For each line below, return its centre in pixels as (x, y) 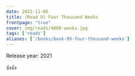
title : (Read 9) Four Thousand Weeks (52, 17)
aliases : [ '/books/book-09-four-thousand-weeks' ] (68, 39)
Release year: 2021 (29, 56)
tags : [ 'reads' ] (26, 34)
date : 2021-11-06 (27, 11)
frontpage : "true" (28, 22)
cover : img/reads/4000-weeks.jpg (47, 28)
